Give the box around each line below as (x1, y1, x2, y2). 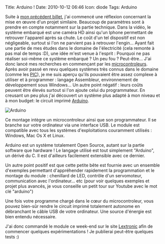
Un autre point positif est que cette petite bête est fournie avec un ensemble (5, 163, 160, 168)
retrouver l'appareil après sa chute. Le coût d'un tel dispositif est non (5, 35, 145, 41)
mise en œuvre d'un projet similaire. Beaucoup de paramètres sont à (5, 19, 144, 25)
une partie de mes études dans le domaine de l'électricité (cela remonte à (5, 45, 155, 51)
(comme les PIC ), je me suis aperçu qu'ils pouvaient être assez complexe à (5, 72, 158, 77)
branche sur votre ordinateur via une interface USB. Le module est (5, 122, 140, 128)
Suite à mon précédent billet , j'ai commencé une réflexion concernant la (5, 14, 151, 19)
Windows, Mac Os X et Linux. (5, 133, 65, 138)
